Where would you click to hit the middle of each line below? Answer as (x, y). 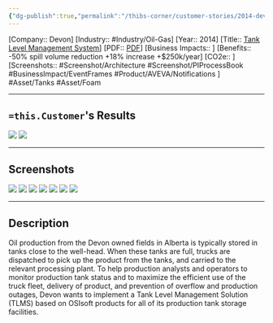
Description (39, 223)
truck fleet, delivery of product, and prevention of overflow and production (133, 286)
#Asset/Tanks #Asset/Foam (55, 82)
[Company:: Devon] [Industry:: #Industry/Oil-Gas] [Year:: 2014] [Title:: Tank (134, 39)
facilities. (24, 312)
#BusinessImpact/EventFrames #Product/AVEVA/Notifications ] (115, 73)
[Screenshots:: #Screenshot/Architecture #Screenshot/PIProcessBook (126, 65)
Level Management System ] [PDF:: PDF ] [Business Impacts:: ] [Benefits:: (130, 48)
